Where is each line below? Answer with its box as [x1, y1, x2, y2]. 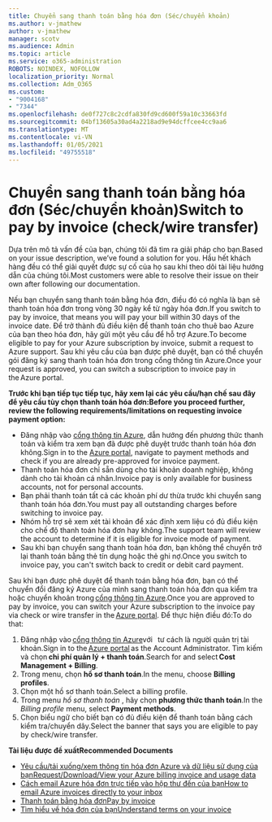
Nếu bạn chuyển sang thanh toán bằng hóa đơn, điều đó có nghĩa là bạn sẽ [8, 295, 261, 305]
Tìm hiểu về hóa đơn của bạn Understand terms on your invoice [19, 805, 231, 815]
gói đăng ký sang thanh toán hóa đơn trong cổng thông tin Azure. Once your [8, 356, 262, 365]
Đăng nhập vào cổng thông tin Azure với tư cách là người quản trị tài [19, 635, 249, 645]
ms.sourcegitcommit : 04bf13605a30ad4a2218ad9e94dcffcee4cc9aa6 [8, 118, 227, 126]
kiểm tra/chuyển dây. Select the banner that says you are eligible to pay [19, 721, 258, 731]
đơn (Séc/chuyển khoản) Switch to [8, 200, 244, 219]
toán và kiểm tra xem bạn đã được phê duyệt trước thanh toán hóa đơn [19, 439, 257, 448]
